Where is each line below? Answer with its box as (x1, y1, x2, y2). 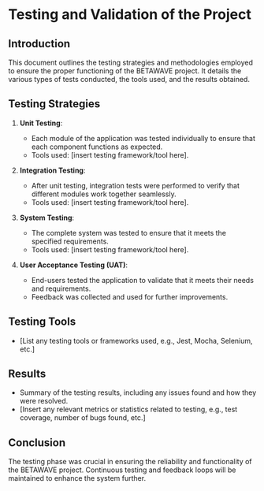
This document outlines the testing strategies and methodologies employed (8, 58, 254, 67)
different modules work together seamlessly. (31, 189, 177, 199)
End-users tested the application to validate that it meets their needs (31, 275, 255, 285)
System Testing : (19, 213, 75, 222)
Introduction (8, 37, 71, 50)
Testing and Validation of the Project (8, 6, 252, 24)
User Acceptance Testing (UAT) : (19, 260, 128, 270)
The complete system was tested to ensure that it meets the (31, 228, 227, 237)
